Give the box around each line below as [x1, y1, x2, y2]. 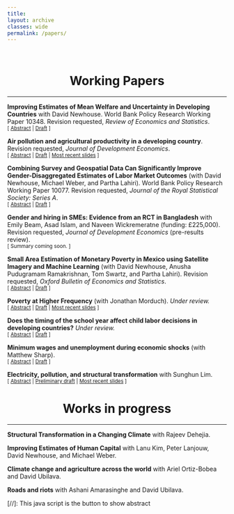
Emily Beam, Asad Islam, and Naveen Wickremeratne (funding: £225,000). [7, 221, 221, 229]
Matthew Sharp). [7, 351, 56, 359]
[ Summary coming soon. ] [7, 243, 71, 250]
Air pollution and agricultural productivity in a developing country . [7, 137, 203, 146]
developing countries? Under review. [7, 324, 116, 332]
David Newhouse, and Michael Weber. [7, 451, 117, 460]
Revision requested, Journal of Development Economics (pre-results [7, 228, 204, 237]
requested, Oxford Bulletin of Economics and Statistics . [7, 277, 166, 286]
